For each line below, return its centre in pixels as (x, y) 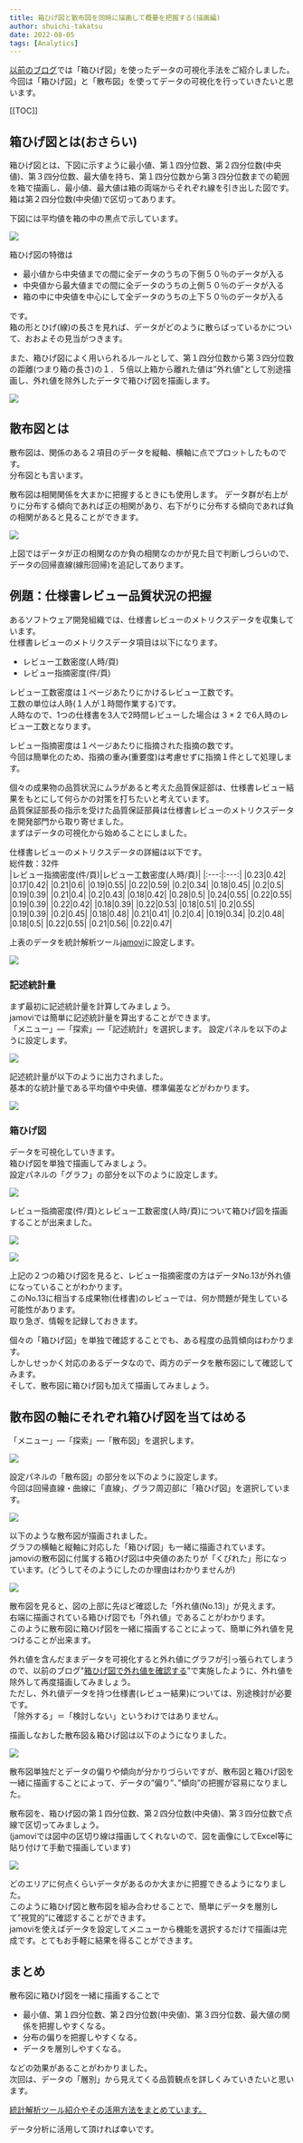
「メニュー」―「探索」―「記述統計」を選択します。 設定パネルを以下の (145, 1028)
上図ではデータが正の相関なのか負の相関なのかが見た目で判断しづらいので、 (151, 553)
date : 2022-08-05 (42, 34)
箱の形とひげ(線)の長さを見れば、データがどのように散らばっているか (139, 327)
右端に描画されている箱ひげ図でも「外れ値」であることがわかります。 (140, 1617)
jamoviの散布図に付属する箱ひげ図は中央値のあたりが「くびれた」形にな (144, 1559)
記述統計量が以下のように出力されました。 (89, 1076)
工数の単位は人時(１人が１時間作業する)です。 (95, 703)
